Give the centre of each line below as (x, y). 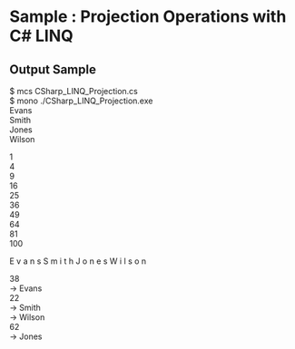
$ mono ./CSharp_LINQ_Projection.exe (81, 101)
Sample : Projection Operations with (148, 17)
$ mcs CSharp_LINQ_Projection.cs (74, 91)
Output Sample (53, 69)
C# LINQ (42, 36)
